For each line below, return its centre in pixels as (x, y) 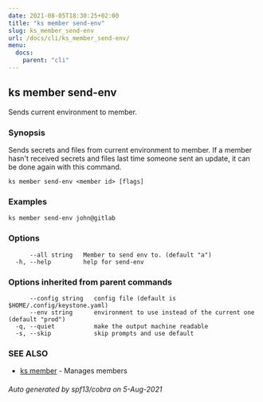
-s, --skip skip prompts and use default (105, 333)
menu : (17, 46)
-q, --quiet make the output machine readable (112, 326)
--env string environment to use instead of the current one (142, 312)
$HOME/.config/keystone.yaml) (59, 305)
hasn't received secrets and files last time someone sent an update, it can (130, 158)
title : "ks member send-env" (57, 23)
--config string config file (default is (103, 298)
